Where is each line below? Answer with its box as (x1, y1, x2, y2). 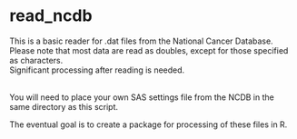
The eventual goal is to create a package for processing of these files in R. (9, 119, 288, 130)
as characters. (9, 55, 64, 65)
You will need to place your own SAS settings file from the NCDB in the (9, 92, 274, 103)
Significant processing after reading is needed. (9, 65, 185, 75)
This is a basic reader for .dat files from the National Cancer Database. (9, 35, 274, 46)
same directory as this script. (9, 101, 119, 112)
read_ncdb (9, 5, 93, 26)
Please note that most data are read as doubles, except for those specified (9, 45, 289, 55)
